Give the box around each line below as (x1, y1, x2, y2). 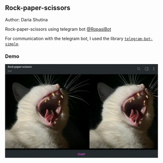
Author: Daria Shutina (5, 16, 48, 22)
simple (5, 41, 18, 47)
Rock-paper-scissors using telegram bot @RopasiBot (5, 26, 112, 32)
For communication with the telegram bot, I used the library (5, 35, 124, 41)
